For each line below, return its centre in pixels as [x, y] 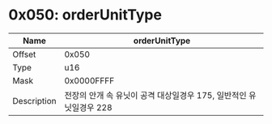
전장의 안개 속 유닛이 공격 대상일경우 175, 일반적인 [155, 95]
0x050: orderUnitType [85, 15]
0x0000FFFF [89, 80]
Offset [24, 54]
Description [34, 100]
